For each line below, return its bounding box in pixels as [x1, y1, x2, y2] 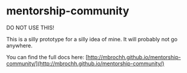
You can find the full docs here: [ [6, 53, 88, 60]
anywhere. [6, 42, 33, 49]
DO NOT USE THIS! [6, 24, 54, 31]
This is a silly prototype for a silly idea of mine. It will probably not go [6, 35, 178, 42]
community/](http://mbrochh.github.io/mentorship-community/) [6, 60, 165, 67]
